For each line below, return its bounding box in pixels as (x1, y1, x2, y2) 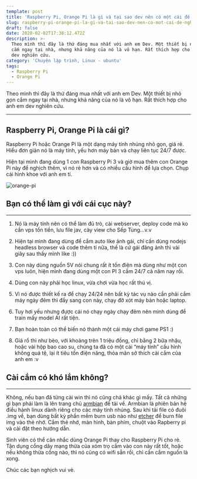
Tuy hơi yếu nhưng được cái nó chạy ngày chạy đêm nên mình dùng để (14, 308, 186, 315)
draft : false (6, 25, 38, 31)
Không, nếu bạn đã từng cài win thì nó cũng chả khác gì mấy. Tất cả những (6, 393, 187, 400)
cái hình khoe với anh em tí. (6, 171, 72, 178)
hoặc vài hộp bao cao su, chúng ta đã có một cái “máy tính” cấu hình (14, 343, 182, 350)
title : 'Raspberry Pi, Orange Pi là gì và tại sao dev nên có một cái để (6, 14, 191, 20)
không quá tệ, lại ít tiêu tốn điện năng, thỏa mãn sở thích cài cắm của (14, 349, 182, 356)
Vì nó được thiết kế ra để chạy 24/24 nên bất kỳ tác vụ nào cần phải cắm (14, 290, 191, 297)
